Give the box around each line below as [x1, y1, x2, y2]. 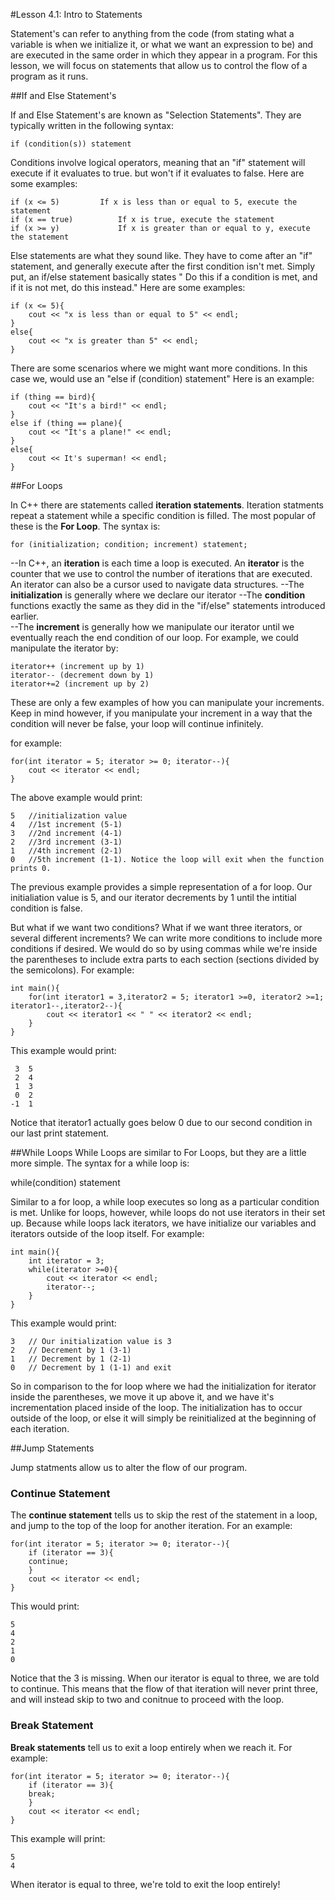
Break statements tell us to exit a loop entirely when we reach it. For [10, 1741, 293, 1753]
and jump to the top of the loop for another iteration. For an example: [10, 1520, 293, 1532]
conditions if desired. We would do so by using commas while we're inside [10, 943, 318, 954]
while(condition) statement [10, 1177, 121, 1188]
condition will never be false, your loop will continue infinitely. [10, 718, 264, 729]
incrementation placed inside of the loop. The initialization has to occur [10, 1402, 303, 1413]
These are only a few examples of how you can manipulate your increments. [10, 697, 325, 708]
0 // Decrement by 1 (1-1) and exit [10, 1363, 172, 1373]
